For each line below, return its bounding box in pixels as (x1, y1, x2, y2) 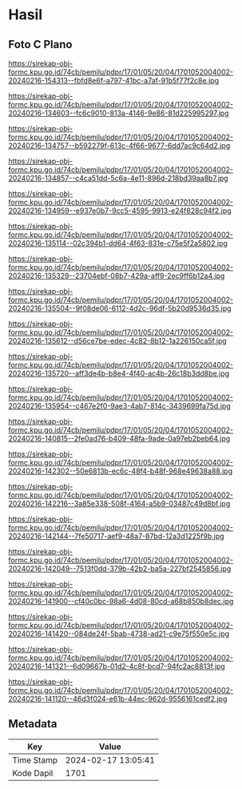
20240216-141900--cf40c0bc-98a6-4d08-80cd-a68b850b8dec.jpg (8, 597, 234, 606)
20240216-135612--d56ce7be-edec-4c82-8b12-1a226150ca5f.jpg (8, 336, 228, 345)
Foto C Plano (8, 38, 73, 51)
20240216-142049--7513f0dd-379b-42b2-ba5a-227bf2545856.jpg (8, 564, 232, 574)
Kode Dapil (12, 767, 54, 779)
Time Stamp (12, 755, 58, 766)
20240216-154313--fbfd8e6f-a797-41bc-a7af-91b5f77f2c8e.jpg (8, 76, 220, 85)
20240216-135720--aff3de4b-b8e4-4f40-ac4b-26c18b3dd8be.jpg (8, 368, 230, 378)
